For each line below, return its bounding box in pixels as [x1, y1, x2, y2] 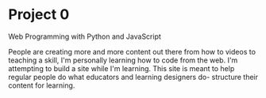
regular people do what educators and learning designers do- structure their [8, 72, 258, 81]
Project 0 [8, 6, 70, 24]
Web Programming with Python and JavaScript [8, 32, 161, 41]
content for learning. [8, 81, 75, 90]
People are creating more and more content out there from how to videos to [8, 47, 256, 56]
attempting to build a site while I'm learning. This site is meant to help [8, 63, 235, 73]
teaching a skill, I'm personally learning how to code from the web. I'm [8, 55, 238, 65]
